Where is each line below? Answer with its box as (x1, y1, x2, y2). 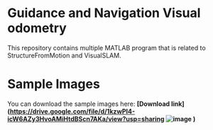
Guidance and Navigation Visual (7, 5, 201, 21)
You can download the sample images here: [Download (7, 99, 170, 108)
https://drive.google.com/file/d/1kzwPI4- (9, 107, 136, 115)
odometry (7, 20, 67, 36)
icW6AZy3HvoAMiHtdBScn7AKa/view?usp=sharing (7, 114, 165, 123)
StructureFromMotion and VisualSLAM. (7, 51, 122, 60)
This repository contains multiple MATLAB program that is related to (7, 43, 206, 52)
